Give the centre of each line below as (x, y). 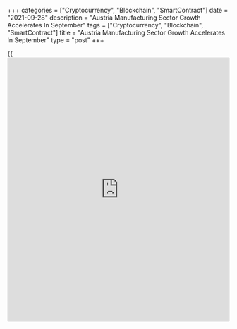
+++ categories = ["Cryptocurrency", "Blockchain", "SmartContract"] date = (118, 10)
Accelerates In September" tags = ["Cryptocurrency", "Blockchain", (105, 25)
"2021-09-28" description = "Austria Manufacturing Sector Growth (104, 18)
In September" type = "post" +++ (56, 40)
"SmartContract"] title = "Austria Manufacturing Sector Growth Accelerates (116, 32)
